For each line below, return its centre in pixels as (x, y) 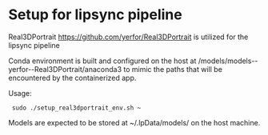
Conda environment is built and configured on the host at (102, 61)
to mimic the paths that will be (173, 69)
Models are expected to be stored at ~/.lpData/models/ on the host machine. (134, 122)
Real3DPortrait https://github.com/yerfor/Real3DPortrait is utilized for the (128, 37)
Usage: (20, 93)
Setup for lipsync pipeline (95, 15)
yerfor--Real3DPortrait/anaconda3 (65, 69)
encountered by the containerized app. (72, 77)
